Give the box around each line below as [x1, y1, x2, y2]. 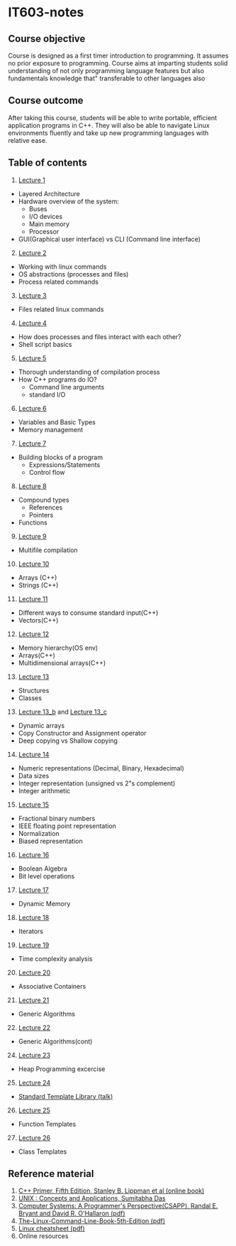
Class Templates [18, 1147, 67, 1156]
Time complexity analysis [18, 954, 93, 963]
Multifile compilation [18, 545, 78, 554]
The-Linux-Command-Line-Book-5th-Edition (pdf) [18, 1217, 166, 1225]
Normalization [18, 829, 60, 837]
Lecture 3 [18, 291, 47, 299]
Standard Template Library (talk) [18, 1092, 113, 1100]
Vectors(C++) [18, 616, 59, 624]
